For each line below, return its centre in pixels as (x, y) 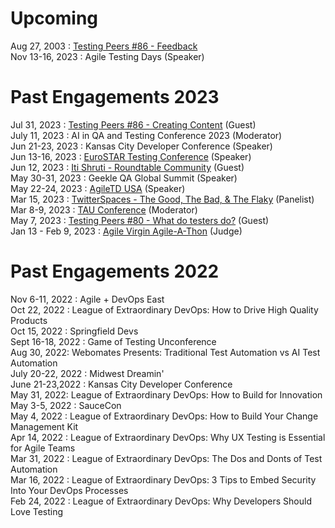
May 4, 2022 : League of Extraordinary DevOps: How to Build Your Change (164, 416)
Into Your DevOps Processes (69, 490)
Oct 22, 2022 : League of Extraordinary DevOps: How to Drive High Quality (164, 309)
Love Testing (37, 511)
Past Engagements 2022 (115, 271)
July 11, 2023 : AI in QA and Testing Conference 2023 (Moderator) (146, 135)
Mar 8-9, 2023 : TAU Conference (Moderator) (104, 209)
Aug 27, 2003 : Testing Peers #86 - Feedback (104, 46)
